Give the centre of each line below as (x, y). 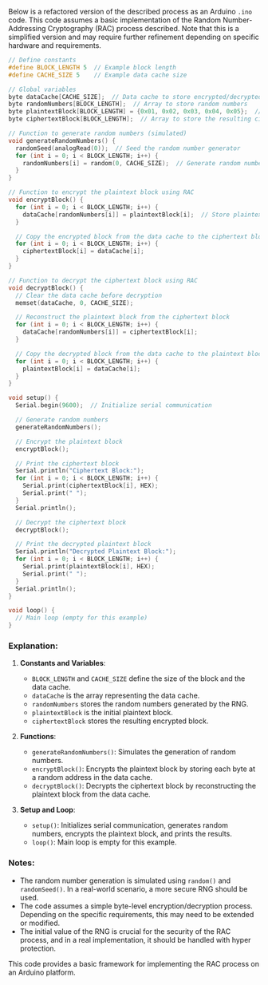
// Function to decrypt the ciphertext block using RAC (103, 280)
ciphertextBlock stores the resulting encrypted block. (120, 721)
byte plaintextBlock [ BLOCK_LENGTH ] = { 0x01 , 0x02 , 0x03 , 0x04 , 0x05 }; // (135, 112)
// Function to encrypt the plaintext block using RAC (101, 192)
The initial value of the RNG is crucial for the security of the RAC (125, 931)
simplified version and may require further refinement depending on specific (134, 37)
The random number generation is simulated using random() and (125, 880)
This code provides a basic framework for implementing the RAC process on (134, 963)
